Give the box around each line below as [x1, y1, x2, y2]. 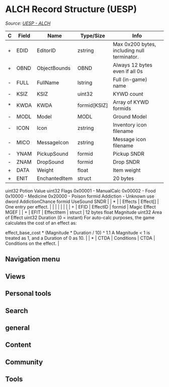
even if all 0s [113, 68, 143, 75]
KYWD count [113, 90, 143, 97]
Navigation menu [5, 255, 60, 264]
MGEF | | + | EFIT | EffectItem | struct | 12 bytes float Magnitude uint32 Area [5, 209, 162, 215]
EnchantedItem [37, 175, 73, 182]
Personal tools [5, 289, 51, 298]
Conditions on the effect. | [5, 240, 59, 246]
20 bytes [113, 175, 134, 182]
